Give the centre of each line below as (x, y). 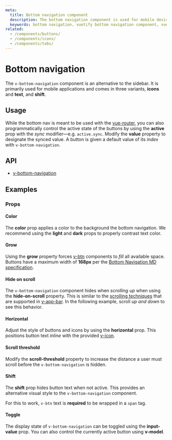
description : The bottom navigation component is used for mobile (82, 20)
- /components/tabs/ (32, 44)
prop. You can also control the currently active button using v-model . (92, 432)
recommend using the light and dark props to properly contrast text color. (83, 233)
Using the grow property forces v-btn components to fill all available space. (85, 257)
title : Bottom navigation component (49, 15)
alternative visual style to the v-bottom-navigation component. (71, 393)
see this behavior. (24, 307)
